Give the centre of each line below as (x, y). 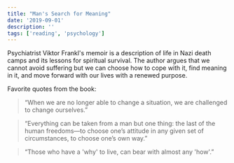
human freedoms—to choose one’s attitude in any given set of (114, 131)
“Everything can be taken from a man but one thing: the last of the (120, 124)
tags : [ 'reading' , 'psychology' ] (56, 33)
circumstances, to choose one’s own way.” (86, 139)
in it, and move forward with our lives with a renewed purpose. (97, 76)
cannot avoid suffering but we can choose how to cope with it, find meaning (117, 68)
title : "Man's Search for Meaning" (59, 14)
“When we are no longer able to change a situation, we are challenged (126, 103)
